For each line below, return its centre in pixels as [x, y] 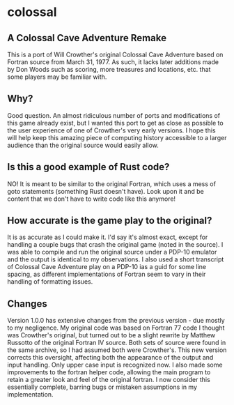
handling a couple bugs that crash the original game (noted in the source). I [115, 245]
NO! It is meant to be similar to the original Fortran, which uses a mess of [111, 184]
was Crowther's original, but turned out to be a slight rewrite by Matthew [111, 335]
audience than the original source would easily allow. [83, 145]
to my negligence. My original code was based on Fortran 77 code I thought [116, 328]
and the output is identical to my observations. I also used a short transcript [116, 259]
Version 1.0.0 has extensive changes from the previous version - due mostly [116, 321]
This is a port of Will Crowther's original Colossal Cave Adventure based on [115, 54]
